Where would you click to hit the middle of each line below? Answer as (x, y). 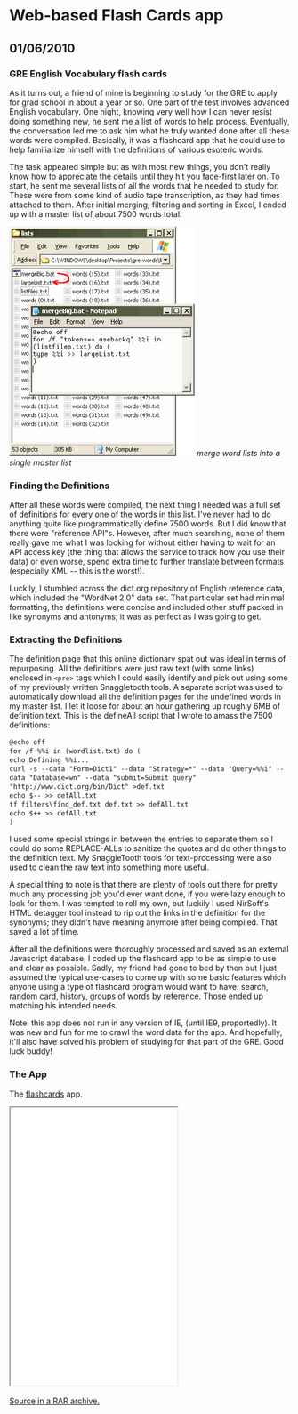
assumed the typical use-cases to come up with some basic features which (148, 977)
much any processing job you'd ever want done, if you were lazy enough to (147, 894)
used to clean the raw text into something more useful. (109, 867)
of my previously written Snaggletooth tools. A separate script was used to (146, 687)
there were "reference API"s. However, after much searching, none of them (147, 534)
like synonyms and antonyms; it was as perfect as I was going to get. (136, 617)
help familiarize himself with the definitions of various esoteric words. (137, 149)
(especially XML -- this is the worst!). (77, 571)
